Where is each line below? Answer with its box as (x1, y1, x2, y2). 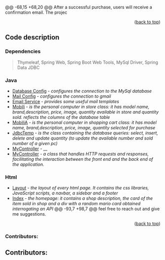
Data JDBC (17, 64, 40, 71)
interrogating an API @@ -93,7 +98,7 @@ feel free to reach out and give (12, 206, 160, 212)
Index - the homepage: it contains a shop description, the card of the (12, 195, 153, 201)
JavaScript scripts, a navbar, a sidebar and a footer (12, 190, 118, 196)
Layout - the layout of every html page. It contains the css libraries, (12, 185, 149, 191)
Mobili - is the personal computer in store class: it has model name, (12, 104, 150, 110)
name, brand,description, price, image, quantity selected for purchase (12, 124, 156, 130)
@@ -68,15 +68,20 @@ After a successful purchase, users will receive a (5, 4, 153, 10)
